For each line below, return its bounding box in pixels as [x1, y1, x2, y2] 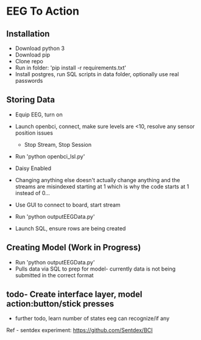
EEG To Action [6, 4, 80, 18]
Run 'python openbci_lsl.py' [15, 152, 85, 160]
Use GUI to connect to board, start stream [15, 201, 121, 208]
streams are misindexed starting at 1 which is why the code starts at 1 [15, 183, 189, 190]
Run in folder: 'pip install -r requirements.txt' [15, 64, 127, 71]
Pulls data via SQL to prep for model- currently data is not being [15, 265, 176, 272]
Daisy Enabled [15, 165, 52, 172]
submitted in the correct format [15, 271, 94, 278]
